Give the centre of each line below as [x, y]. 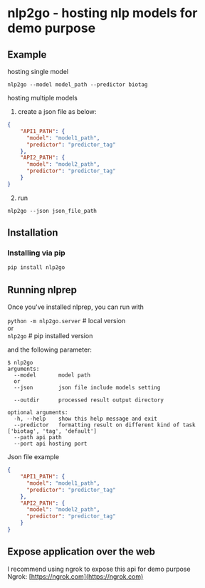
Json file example [33, 457]
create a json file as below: [57, 111]
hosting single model [38, 72]
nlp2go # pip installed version [50, 336]
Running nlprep [42, 290]
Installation [33, 233]
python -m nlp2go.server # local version [67, 321]
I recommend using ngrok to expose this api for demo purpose [99, 569]
